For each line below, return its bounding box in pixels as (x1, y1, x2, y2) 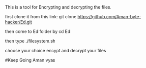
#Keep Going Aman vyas (5, 57, 56, 63)
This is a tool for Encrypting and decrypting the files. (5, 4, 112, 10)
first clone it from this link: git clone (5, 14, 77, 19)
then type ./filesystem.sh (5, 38, 56, 44)
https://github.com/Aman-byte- (77, 14, 142, 19)
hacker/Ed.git (5, 19, 32, 25)
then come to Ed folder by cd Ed (5, 29, 70, 34)
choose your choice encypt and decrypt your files (5, 48, 107, 53)
